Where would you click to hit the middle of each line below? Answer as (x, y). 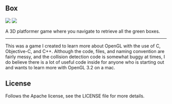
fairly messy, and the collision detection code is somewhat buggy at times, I (85, 57)
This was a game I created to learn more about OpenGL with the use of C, (83, 46)
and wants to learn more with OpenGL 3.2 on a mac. (60, 67)
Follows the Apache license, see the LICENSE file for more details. (75, 96)
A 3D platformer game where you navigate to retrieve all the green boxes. (83, 31)
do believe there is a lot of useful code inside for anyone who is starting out (85, 62)
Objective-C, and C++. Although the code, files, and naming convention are (85, 51)
